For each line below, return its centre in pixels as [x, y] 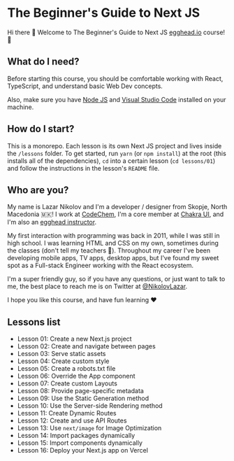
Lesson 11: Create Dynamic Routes [67, 413]
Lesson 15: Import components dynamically [80, 443]
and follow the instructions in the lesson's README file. [83, 168]
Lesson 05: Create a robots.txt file [66, 369]
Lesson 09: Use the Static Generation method [83, 398]
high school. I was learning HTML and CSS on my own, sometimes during [113, 243]
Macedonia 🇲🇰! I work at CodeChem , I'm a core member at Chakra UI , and [116, 214]
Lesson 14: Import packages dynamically [76, 436]
